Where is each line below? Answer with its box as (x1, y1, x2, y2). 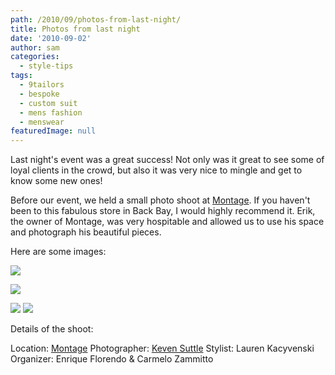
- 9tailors (19, 80, 65, 90)
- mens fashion (19, 107, 83, 118)
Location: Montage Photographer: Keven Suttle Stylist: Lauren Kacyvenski (10, 342, 315, 355)
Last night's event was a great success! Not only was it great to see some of (10, 154, 325, 166)
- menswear (19, 117, 65, 127)
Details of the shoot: (10, 323, 94, 335)
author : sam (10, 42, 60, 53)
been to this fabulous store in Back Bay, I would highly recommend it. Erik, (10, 205, 316, 217)
